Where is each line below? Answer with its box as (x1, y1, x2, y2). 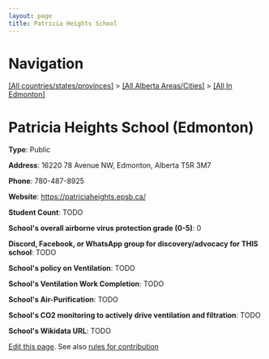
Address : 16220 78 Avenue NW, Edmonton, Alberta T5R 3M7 (8, 160, 211, 170)
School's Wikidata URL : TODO (8, 326, 112, 336)
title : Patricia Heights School (8, 19, 117, 28)
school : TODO (8, 248, 57, 258)
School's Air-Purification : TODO (8, 295, 119, 305)
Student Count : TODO (8, 207, 83, 217)
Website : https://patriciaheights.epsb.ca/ (8, 192, 147, 202)
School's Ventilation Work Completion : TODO (8, 279, 164, 288)
